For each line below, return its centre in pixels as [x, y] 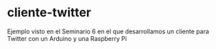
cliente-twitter [49, 13]
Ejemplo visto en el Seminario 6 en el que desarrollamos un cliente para [108, 31]
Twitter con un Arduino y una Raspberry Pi [67, 38]
